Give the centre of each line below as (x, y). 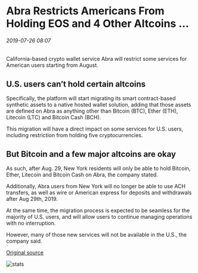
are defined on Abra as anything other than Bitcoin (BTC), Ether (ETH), (92, 111)
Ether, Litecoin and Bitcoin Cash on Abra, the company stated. (82, 175)
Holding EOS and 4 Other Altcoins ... (98, 24)
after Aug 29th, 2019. (32, 199)
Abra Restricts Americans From (85, 11)
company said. (24, 241)
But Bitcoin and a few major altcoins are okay (91, 154)
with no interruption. (31, 223)
